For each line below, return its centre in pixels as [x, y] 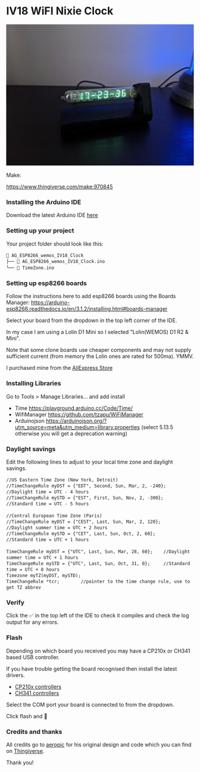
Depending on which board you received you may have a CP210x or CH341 [98, 651]
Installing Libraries [34, 384]
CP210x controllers [38, 687]
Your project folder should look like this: [55, 244]
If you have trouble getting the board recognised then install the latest [92, 669]
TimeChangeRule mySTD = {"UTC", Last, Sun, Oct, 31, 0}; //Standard [98, 564]
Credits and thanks [34, 731]
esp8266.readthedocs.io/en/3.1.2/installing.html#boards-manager [87, 309]
